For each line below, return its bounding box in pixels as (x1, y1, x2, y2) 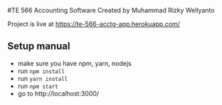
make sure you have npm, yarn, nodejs (17, 59, 132, 67)
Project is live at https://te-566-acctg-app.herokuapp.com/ (7, 20, 180, 28)
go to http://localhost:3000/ (17, 89, 100, 98)
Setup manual (7, 40, 70, 52)
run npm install (17, 67, 65, 75)
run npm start (17, 82, 58, 90)
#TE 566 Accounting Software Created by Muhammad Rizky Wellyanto (7, 6, 215, 14)
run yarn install (17, 74, 68, 82)
